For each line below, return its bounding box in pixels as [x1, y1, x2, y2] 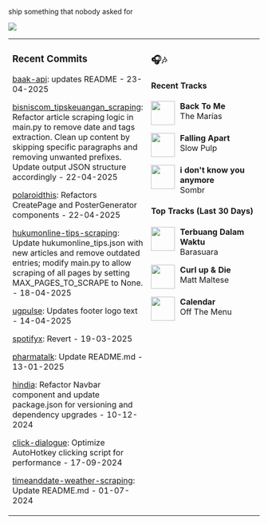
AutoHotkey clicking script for [12, 447, 124, 458]
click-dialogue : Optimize [12, 437, 105, 448]
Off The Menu [179, 306, 233, 317]
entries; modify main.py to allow [12, 257, 132, 268]
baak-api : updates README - [12, 73, 125, 85]
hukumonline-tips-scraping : [12, 227, 120, 238]
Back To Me [179, 100, 226, 111]
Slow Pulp [179, 142, 218, 153]
